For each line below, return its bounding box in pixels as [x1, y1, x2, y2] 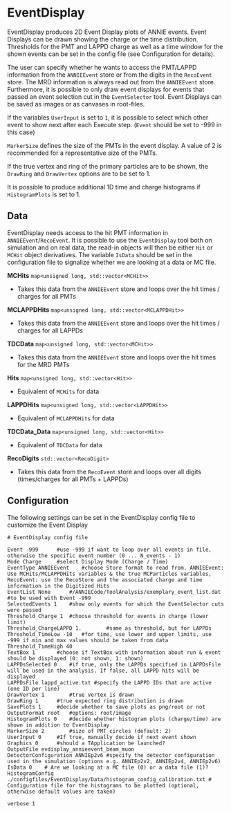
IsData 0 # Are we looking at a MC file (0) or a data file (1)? [7, 764, 209, 771]
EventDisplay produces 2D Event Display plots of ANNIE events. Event [7, 28, 207, 36]
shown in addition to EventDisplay [7, 721, 110, 729]
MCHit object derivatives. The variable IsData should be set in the [7, 250, 192, 259]
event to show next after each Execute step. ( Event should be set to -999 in [7, 120, 222, 129]
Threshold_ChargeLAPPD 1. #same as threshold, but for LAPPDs [7, 624, 212, 632]
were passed [7, 606, 41, 613]
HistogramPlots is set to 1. [7, 190, 81, 198]
